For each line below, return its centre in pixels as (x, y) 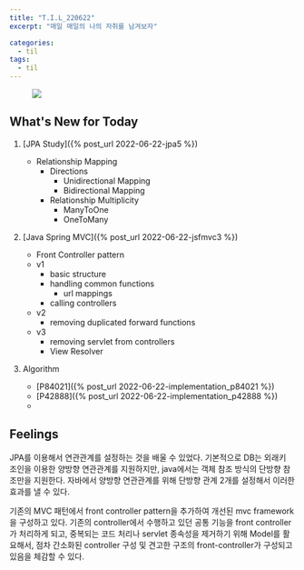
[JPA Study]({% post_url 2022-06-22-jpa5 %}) (110, 144)
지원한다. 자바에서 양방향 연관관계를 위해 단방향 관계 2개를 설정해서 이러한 (164, 480)
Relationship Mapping (77, 161)
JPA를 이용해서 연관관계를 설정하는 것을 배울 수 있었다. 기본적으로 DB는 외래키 (148, 457)
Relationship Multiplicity (94, 200)
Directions (69, 171)
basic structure (78, 274)
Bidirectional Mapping (104, 190)
